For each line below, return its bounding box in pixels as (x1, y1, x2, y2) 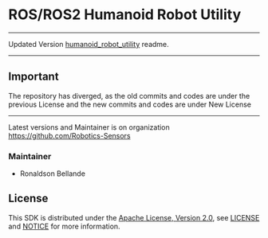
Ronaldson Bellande (19, 169, 86, 178)
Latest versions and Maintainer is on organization (8, 122, 170, 132)
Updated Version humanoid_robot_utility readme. (8, 39, 169, 49)
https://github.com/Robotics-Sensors (8, 131, 131, 140)
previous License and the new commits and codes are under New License (8, 99, 251, 109)
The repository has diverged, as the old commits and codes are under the (8, 91, 250, 100)
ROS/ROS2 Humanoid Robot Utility (8, 6, 242, 24)
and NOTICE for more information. (8, 221, 121, 231)
